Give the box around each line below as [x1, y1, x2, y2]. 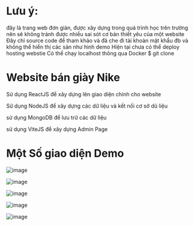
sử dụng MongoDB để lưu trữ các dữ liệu [6, 114, 107, 121]
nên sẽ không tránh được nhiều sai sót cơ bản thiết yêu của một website [6, 30, 185, 37]
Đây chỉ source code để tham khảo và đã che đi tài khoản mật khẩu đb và [6, 37, 189, 44]
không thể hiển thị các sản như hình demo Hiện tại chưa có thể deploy [6, 43, 180, 50]
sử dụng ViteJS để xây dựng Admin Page [6, 125, 108, 133]
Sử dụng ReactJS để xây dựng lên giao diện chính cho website [6, 90, 161, 97]
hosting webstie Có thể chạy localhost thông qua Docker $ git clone [6, 49, 174, 56]
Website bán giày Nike [6, 71, 120, 85]
